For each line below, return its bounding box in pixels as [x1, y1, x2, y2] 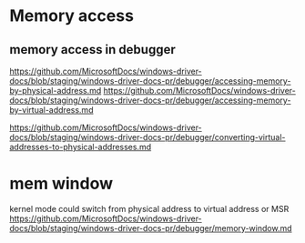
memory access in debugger [9, 42, 176, 57]
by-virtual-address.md [9, 105, 94, 115]
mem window [9, 174, 114, 194]
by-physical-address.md [9, 86, 102, 96]
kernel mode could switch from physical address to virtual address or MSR [9, 203, 290, 214]
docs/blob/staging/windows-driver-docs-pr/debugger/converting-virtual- [9, 132, 286, 142]
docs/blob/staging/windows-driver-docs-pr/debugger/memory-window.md [9, 222, 292, 233]
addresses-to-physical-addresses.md [9, 142, 152, 152]
